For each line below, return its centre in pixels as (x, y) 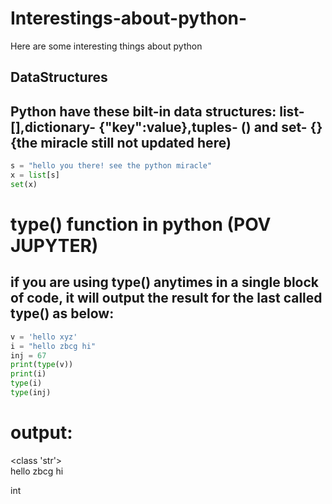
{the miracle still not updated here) (121, 142)
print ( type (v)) (42, 365)
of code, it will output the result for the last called (166, 298)
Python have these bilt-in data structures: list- (157, 111)
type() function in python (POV (141, 224)
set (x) (24, 184)
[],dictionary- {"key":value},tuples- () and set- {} (166, 127)
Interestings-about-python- (129, 18)
